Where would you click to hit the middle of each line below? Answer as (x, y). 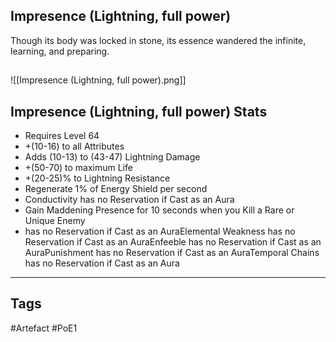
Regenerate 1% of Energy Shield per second (116, 189)
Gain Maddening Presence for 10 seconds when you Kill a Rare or (159, 210)
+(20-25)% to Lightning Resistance (97, 178)
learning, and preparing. (60, 51)
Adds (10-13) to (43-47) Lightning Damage (112, 157)
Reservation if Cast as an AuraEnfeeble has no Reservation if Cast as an (173, 242)
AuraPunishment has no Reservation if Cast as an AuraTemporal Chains (172, 253)
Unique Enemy (55, 221)
